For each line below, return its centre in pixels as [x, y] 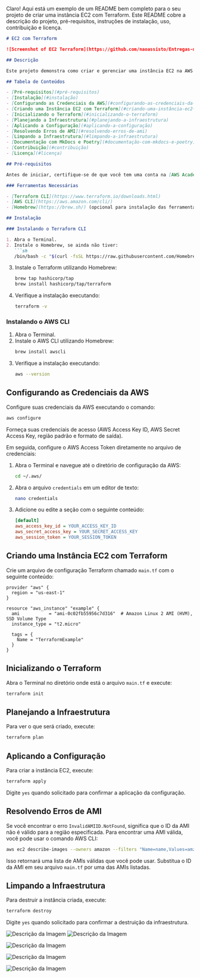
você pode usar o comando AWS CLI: [52, 838]
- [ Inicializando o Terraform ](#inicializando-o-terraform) [82, 114]
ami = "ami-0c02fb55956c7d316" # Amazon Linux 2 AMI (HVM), [102, 613]
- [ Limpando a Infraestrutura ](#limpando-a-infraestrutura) [82, 136]
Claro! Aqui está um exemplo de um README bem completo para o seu [93, 9]
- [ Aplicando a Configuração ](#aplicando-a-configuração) [79, 125]
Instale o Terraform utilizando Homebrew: [66, 268]
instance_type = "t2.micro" [46, 624]
